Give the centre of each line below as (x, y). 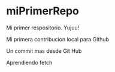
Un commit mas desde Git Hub (44, 51)
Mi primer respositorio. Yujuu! (43, 28)
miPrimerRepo (43, 11)
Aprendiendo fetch (29, 62)
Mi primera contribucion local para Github (58, 39)
